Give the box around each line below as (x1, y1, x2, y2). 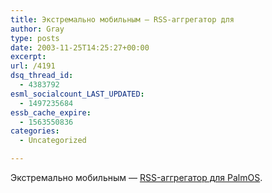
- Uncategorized (19, 136, 87, 146)
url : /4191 (10, 61, 56, 71)
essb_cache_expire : (10, 107, 92, 118)
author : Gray (10, 24, 65, 34)
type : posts (10, 33, 60, 43)
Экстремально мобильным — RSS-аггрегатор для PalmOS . (10, 172, 263, 183)
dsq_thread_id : (10, 71, 74, 81)
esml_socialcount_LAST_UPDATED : (10, 89, 145, 99)
